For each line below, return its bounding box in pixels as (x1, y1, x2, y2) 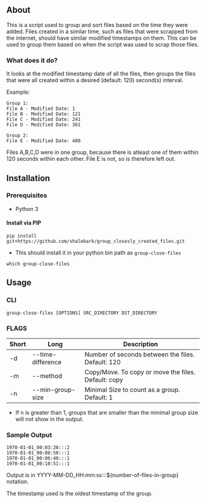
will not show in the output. (15, 415, 84, 423)
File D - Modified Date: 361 (6, 122, 81, 128)
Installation (6, 173, 50, 183)
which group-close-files (6, 261, 70, 267)
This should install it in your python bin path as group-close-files (15, 249, 181, 256)
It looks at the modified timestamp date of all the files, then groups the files (6, 70, 196, 77)
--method (31, 371, 63, 380)
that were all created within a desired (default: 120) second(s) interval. (6, 77, 184, 84)
